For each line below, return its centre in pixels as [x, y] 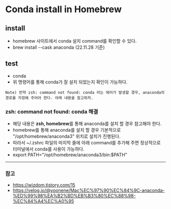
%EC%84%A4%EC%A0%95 [43, 201]
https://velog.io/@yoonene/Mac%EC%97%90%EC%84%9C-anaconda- [89, 190]
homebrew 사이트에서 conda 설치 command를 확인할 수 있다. [75, 41]
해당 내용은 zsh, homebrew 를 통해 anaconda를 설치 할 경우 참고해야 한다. [87, 124]
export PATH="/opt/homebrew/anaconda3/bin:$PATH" [70, 155]
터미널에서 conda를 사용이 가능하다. [49, 149]
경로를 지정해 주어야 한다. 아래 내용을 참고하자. [49, 98]
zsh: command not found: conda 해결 [52, 111]
